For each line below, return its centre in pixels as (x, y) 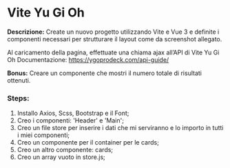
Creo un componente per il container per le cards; (88, 143)
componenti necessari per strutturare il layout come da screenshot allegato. (115, 39)
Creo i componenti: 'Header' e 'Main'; (70, 120)
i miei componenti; (43, 135)
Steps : (18, 98)
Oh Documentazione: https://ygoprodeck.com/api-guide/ (88, 59)
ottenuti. (19, 80)
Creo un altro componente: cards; (65, 150)
